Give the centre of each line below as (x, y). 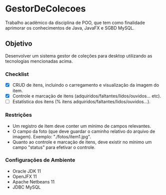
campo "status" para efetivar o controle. (54, 147)
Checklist (17, 74)
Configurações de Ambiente (40, 160)
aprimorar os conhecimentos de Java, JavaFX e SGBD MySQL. (70, 28)
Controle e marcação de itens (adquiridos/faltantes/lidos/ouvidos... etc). (87, 96)
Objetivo (19, 44)
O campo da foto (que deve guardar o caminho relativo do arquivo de (84, 131)
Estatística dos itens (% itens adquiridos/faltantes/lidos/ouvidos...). (81, 102)
